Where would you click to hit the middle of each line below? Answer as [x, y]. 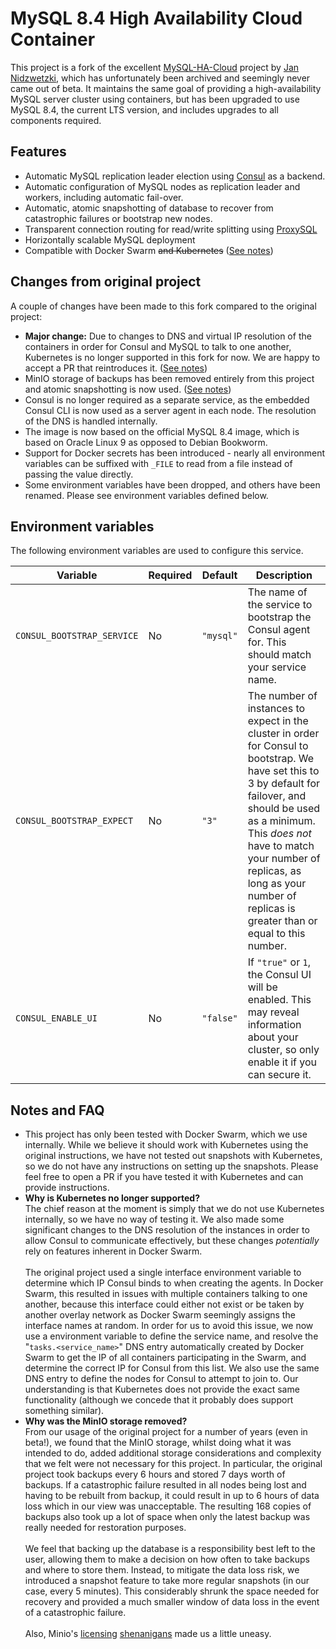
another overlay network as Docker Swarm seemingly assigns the [160, 1315]
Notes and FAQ [57, 1110]
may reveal [273, 1012]
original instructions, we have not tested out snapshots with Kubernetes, [173, 1156]
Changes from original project [106, 282]
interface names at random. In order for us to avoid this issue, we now [169, 1326]
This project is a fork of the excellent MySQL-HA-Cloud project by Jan [155, 67]
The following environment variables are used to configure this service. [157, 551]
